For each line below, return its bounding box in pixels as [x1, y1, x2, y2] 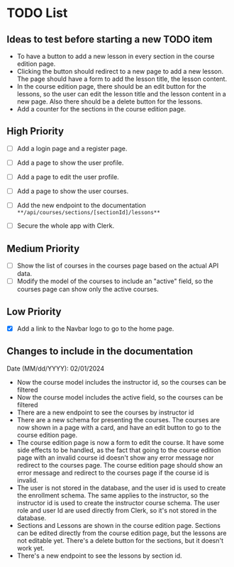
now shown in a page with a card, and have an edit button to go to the [16, 423, 221, 431]
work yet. [16, 544, 45, 552]
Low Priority [6, 305, 62, 317]
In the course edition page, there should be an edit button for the [16, 82, 206, 90]
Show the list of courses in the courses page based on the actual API [16, 261, 219, 270]
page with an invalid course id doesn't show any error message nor [16, 453, 214, 462]
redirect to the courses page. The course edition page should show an [16, 461, 223, 469]
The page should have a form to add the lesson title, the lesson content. [16, 75, 228, 83]
